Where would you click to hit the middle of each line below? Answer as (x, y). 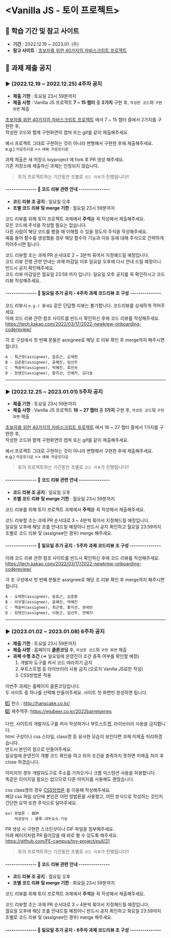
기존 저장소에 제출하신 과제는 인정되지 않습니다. (52, 166)
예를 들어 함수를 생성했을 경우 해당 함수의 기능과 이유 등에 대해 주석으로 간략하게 (85, 238)
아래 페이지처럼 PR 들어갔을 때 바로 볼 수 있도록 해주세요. (62, 835)
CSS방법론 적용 (36, 675)
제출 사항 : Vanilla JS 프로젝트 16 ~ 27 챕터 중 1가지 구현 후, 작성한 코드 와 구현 (88, 410)
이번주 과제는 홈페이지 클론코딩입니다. (43, 686)
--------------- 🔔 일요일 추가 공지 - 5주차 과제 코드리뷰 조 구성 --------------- (83, 546)
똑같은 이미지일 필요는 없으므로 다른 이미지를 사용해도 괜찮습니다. (70, 779)
